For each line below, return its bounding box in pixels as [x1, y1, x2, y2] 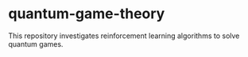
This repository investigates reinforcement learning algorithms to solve [8, 31, 240, 40]
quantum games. [8, 39, 64, 48]
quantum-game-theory [8, 5, 165, 23]
